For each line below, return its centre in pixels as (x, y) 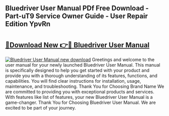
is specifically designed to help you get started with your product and (77, 70)
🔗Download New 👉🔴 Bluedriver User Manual (77, 45)
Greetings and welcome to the (123, 60)
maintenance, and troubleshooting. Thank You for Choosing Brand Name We (85, 86)
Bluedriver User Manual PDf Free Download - (77, 8)
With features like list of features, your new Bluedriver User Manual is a (79, 97)
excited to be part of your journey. (41, 108)
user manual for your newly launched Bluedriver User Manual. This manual (83, 65)
